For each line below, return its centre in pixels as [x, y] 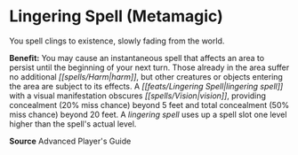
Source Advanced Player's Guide [70, 141]
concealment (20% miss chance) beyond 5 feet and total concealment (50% [149, 105]
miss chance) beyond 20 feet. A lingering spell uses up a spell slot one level [148, 114]
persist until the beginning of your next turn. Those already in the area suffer [149, 67]
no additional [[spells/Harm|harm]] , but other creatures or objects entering [146, 76]
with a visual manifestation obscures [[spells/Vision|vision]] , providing [138, 96]
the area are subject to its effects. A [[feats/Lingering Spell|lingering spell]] [146, 86]
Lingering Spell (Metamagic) [117, 16]
